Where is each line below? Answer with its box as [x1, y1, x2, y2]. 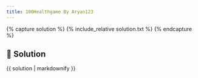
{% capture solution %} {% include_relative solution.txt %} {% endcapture [6, 25, 193, 32]
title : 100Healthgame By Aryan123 [6, 8, 94, 15]
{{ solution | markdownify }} [6, 65, 76, 72]
